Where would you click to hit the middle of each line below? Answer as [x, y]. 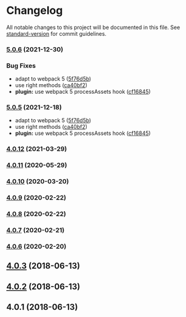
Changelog [35, 11]
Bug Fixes [21, 65]
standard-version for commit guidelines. [56, 33]
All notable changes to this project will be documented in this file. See [93, 27]
